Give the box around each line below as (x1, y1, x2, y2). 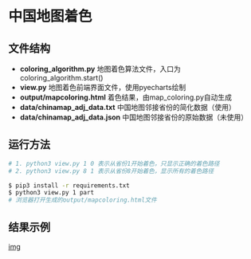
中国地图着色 (8, 7, 93, 26)
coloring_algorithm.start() (19, 73, 104, 82)
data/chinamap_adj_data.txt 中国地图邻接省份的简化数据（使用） (19, 103, 237, 112)
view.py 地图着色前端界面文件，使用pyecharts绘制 (19, 83, 186, 92)
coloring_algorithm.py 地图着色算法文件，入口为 (19, 65, 181, 73)
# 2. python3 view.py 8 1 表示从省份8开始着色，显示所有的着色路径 (8, 167, 214, 175)
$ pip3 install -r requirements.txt (8, 181, 130, 190)
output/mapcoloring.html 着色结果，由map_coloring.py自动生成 (19, 92, 233, 102)
